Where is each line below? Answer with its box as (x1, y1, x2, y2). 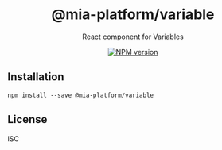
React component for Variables (82, 32, 184, 41)
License (7, 113, 48, 126)
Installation (7, 70, 64, 84)
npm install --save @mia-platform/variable (7, 91, 154, 99)
